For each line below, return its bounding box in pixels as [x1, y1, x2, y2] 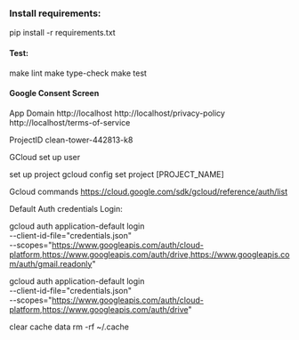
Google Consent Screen [9, 88, 100, 99]
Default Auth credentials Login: [9, 203, 123, 214]
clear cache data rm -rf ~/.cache [9, 321, 129, 332]
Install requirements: [9, 7, 101, 20]
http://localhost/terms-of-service [9, 117, 131, 127]
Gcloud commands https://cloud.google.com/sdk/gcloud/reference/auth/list [9, 186, 287, 197]
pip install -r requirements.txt [9, 28, 116, 38]
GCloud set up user [9, 151, 81, 162]
